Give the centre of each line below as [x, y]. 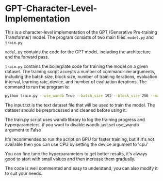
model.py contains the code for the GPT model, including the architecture [78, 52]
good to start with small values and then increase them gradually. [70, 159]
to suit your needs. [24, 173]
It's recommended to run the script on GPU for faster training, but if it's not [80, 139]
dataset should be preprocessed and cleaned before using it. [66, 110]
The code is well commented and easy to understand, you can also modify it [81, 168]
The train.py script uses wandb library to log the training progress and [75, 120]
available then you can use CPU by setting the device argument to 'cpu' [77, 144]
